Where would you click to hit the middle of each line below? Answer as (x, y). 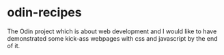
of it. (14, 45)
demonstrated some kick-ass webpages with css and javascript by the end (112, 38)
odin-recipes (44, 13)
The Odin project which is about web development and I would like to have (112, 31)
